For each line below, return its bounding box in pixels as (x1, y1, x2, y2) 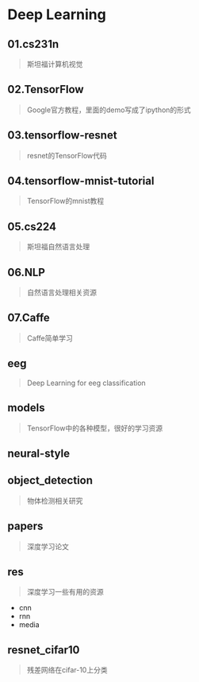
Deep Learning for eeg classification (26, 378, 146, 388)
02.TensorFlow (7, 83, 84, 96)
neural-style (7, 446, 71, 460)
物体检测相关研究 (26, 496, 83, 505)
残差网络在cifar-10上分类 (26, 665, 108, 675)
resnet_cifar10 (7, 643, 80, 657)
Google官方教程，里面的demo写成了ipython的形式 (26, 105, 191, 115)
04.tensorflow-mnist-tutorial (7, 174, 155, 188)
